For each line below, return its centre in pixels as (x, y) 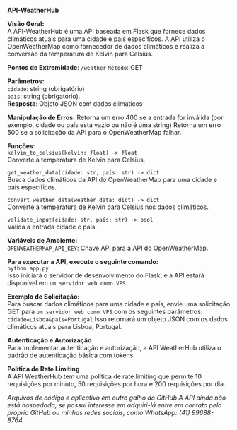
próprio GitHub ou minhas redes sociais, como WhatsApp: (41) (99, 413)
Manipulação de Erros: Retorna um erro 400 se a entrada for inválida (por (116, 117)
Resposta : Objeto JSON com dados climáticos (75, 104)
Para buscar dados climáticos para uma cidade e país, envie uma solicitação (119, 304)
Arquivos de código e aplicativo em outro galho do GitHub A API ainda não (117, 398)
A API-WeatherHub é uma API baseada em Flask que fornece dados (106, 31)
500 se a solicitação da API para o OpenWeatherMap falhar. (94, 132)
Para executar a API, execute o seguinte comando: (83, 262)
